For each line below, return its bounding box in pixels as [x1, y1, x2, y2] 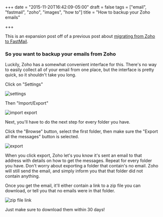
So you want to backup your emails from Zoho [5, 51, 116, 57]
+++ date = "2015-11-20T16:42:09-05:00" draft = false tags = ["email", [5, 4, 147, 10]
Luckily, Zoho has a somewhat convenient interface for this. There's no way [5, 62, 157, 68]
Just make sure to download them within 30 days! [5, 207, 105, 213]
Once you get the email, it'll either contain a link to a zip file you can [5, 182, 141, 189]
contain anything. [5, 173, 40, 179]
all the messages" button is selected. [5, 134, 79, 140]
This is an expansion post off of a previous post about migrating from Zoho [5, 34, 155, 39]
